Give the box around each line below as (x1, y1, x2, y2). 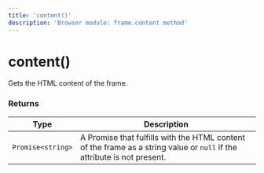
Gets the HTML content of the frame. (8, 79, 128, 88)
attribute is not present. (79, 151, 167, 162)
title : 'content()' (8, 11, 72, 20)
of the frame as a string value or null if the (79, 142, 237, 153)
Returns (8, 98, 39, 109)
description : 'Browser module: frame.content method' (8, 19, 189, 27)
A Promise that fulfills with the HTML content (79, 131, 245, 142)
